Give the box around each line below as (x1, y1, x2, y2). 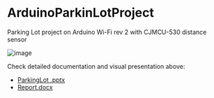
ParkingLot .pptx (17, 75, 66, 84)
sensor (7, 35, 27, 43)
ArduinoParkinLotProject (7, 5, 155, 21)
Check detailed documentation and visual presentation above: (7, 62, 185, 70)
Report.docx (17, 83, 54, 91)
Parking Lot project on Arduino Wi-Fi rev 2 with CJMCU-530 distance (7, 28, 207, 36)
